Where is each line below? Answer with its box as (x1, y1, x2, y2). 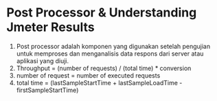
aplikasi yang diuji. (16, 56, 69, 65)
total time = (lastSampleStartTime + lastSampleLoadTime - (16, 78, 183, 87)
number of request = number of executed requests (16, 71, 161, 80)
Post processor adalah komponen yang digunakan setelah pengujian (16, 42, 211, 50)
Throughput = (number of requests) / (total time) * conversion (16, 64, 192, 72)
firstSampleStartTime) (16, 86, 79, 94)
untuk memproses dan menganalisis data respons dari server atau (16, 49, 204, 58)
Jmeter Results (6, 19, 95, 35)
